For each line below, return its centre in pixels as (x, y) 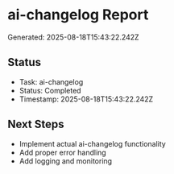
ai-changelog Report (78, 15)
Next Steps (36, 124)
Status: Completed (50, 90)
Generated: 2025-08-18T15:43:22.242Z (73, 37)
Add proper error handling (62, 152)
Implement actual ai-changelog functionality (92, 143)
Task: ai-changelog (51, 81)
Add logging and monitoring (66, 161)
